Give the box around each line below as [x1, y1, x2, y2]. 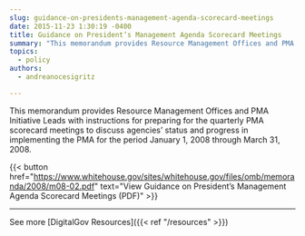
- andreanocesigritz [17, 73, 95, 82]
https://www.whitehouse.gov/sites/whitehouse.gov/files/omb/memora [33, 171, 295, 182]
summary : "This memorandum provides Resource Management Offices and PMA [9, 38, 295, 48]
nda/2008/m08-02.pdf [9, 181, 95, 192]
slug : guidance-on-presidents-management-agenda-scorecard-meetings [9, 13, 274, 23]
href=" [9, 171, 34, 182]
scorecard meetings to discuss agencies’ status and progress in [9, 124, 249, 135]
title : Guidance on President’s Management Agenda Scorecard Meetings [9, 30, 282, 39]
